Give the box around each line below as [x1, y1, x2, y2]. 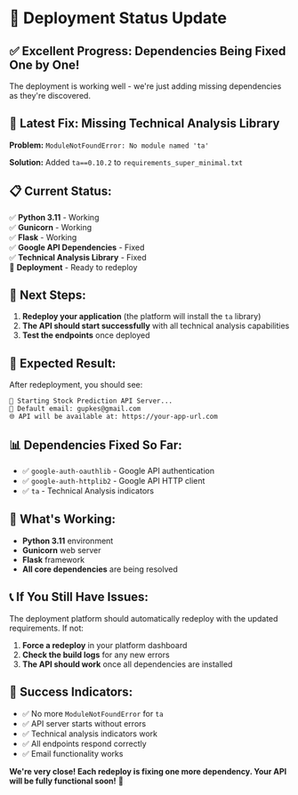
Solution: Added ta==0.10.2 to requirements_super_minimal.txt [9, 157, 243, 167]
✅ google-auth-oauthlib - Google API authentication [21, 466, 215, 477]
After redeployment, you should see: [9, 380, 143, 390]
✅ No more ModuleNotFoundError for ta [21, 708, 164, 719]
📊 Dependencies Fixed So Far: [9, 438, 182, 453]
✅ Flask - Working [9, 231, 77, 243]
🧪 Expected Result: [9, 356, 117, 371]
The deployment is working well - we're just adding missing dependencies [9, 81, 282, 92]
